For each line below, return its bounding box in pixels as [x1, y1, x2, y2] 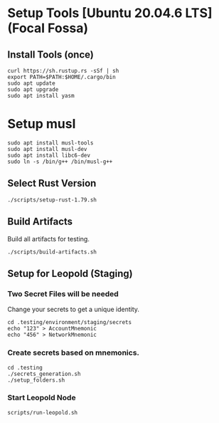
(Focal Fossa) [7, 20, 89, 36]
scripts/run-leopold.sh [7, 409, 78, 416]
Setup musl [7, 116, 76, 132]
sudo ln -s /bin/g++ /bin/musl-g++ [7, 158, 113, 165]
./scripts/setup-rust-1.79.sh [7, 196, 97, 204]
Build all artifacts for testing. [7, 234, 90, 243]
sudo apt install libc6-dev [7, 152, 91, 159]
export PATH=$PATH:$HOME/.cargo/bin [7, 73, 116, 80]
